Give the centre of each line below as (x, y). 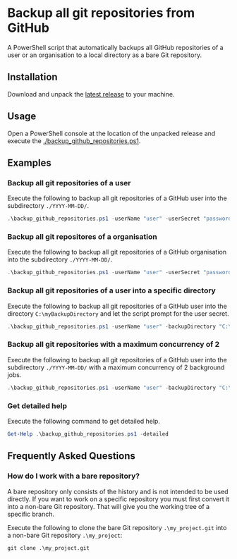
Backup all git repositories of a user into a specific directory (112, 290)
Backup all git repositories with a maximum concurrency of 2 (114, 345)
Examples (29, 162)
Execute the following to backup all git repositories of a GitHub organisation (117, 252)
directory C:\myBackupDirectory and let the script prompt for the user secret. (118, 313)
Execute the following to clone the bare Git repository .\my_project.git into (117, 527)
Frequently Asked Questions (72, 456)
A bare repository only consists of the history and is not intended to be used (118, 491)
